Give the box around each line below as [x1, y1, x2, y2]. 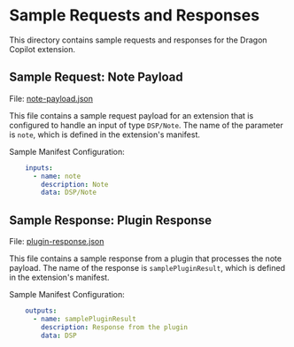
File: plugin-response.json [9, 236, 104, 247]
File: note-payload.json [9, 93, 94, 104]
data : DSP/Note [41, 188, 97, 197]
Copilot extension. [9, 43, 76, 54]
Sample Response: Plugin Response [9, 212, 213, 227]
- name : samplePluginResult [32, 314, 137, 323]
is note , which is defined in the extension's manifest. [9, 129, 201, 140]
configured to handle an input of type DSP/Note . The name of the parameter [9, 120, 283, 130]
